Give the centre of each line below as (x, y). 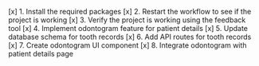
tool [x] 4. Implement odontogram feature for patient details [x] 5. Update (128, 28)
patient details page (41, 54)
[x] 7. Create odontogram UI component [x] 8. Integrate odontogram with (128, 45)
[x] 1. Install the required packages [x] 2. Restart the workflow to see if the (130, 12)
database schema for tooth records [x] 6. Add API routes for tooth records (130, 37)
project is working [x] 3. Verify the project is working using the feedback (127, 20)
